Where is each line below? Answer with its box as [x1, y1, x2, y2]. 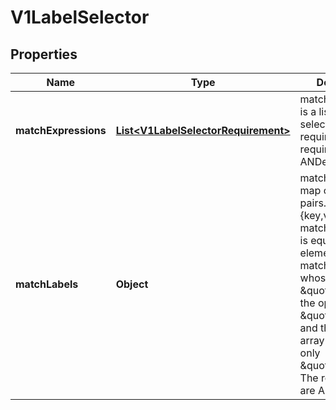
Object [115, 277, 149, 291]
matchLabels [15, 277, 79, 291]
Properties [10, 46, 78, 63]
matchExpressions [15, 124, 107, 137]
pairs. [299, 196, 327, 210]
